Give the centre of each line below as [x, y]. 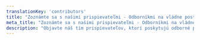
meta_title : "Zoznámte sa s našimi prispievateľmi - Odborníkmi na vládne [101, 22]
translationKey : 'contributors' [46, 11]
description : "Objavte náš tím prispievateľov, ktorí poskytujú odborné [98, 28]
